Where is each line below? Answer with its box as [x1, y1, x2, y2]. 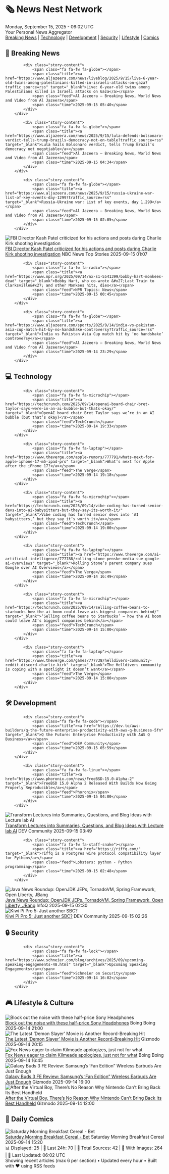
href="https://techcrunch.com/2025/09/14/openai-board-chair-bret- [5, 402, 150, 407]
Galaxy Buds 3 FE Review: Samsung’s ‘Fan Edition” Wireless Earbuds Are [5, 1073, 156, 1080]
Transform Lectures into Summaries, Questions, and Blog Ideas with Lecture [5, 822, 164, 828]
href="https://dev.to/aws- [84, 723, 141, 728]
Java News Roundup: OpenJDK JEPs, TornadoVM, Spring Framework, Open [5, 897, 163, 903]
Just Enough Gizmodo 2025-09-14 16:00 [5, 1079, 90, 1085]
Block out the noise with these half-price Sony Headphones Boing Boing [5, 1020, 155, 1025]
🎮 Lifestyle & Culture [5, 998, 74, 1007]
